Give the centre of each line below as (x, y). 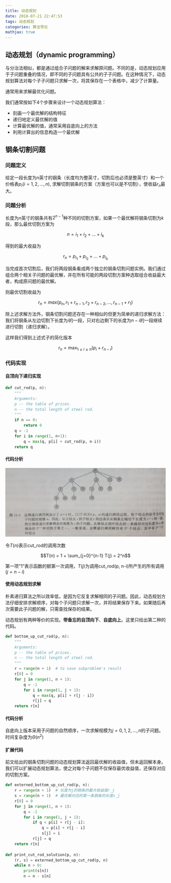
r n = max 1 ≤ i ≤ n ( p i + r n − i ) (85, 348)
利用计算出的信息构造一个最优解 (46, 132)
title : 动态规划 (21, 11)
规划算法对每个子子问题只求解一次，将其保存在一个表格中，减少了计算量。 (83, 80)
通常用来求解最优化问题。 (32, 91)
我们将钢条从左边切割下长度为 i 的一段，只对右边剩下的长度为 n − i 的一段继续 (84, 320)
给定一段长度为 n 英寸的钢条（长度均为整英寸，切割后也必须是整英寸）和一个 (85, 178)
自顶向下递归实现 (23, 376)
